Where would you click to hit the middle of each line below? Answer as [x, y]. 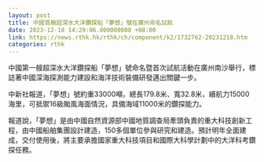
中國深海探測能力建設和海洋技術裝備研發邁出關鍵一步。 [111, 77]
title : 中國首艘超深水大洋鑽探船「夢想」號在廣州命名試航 [91, 23]
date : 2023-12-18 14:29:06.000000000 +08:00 [82, 30]
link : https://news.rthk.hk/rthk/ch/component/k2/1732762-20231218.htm [128, 37]
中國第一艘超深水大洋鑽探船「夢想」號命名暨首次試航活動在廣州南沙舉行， [128, 68]
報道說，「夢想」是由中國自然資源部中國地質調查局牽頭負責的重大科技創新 [127, 121]
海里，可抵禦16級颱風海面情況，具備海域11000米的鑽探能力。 [107, 104]
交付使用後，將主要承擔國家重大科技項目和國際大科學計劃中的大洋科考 [135, 140]
